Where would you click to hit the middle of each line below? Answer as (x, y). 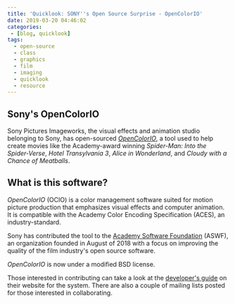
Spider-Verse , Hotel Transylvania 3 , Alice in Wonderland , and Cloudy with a (117, 153)
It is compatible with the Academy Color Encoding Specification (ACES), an (116, 214)
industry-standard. (34, 222)
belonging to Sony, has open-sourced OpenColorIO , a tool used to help (110, 138)
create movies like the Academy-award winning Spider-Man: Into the (107, 146)
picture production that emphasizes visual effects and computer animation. (116, 207)
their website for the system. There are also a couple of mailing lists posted (116, 285)
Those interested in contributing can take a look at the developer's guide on (117, 277)
